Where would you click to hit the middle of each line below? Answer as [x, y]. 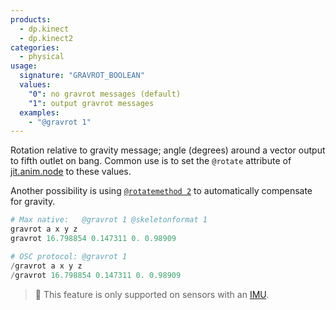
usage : [24, 66]
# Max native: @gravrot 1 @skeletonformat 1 [109, 220]
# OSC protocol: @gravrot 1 [69, 256]
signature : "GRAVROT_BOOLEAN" [82, 76]
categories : [35, 47]
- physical [42, 57]
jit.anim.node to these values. [71, 172]
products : [31, 19]
